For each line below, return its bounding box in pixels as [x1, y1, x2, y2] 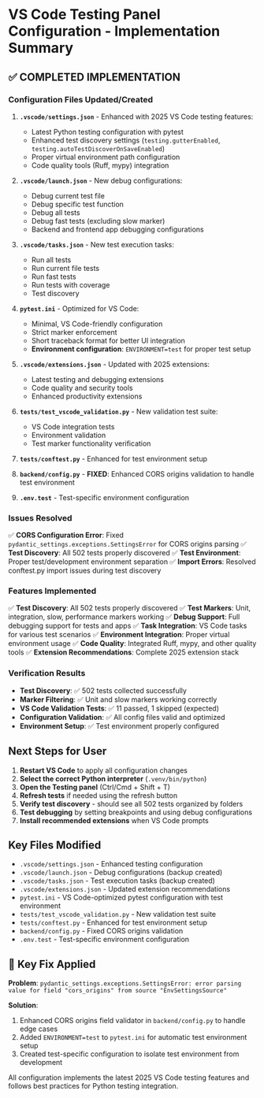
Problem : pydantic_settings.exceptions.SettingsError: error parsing [8, 978, 242, 988]
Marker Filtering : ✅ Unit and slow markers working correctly [19, 695, 218, 704]
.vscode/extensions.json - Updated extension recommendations [19, 885, 231, 894]
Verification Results [8, 668, 86, 679]
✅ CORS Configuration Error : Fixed [8, 530, 125, 540]
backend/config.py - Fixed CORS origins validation [19, 926, 184, 936]
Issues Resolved [8, 512, 73, 523]
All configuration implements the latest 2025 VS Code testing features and [8, 1073, 250, 1082]
